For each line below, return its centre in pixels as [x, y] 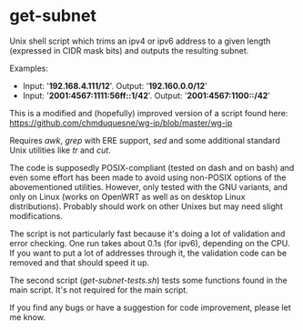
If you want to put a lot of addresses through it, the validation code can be [148, 253]
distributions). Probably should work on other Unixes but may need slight [146, 206]
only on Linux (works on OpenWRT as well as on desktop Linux [127, 196]
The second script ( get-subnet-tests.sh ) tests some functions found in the [149, 280]
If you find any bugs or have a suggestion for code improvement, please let [150, 307]
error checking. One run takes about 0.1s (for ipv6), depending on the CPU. [150, 243]
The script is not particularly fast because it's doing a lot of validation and [147, 234]
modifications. [36, 215]
